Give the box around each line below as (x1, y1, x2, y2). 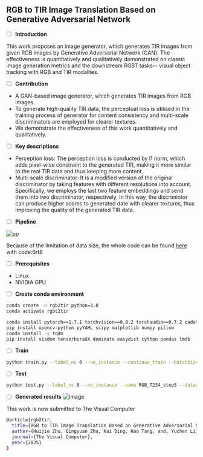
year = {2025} (11, 439, 42, 445)
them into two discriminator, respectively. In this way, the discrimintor (14, 193, 188, 201)
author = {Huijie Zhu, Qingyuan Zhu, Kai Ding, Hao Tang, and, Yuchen (11, 429, 188, 435)
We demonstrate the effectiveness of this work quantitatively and (14, 124, 178, 132)
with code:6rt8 (6, 249, 43, 256)
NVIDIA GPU (14, 279, 47, 286)
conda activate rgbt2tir (6, 309, 69, 315)
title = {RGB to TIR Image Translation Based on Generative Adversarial (11, 422, 193, 429)
